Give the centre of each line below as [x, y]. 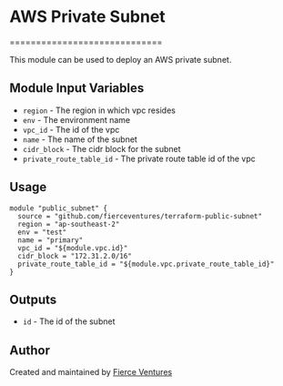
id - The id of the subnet [69, 321]
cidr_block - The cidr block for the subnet [101, 148]
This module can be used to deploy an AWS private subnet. [121, 59]
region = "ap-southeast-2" [69, 224]
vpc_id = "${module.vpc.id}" [73, 248]
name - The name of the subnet [80, 139]
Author [30, 350]
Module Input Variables [77, 88]
